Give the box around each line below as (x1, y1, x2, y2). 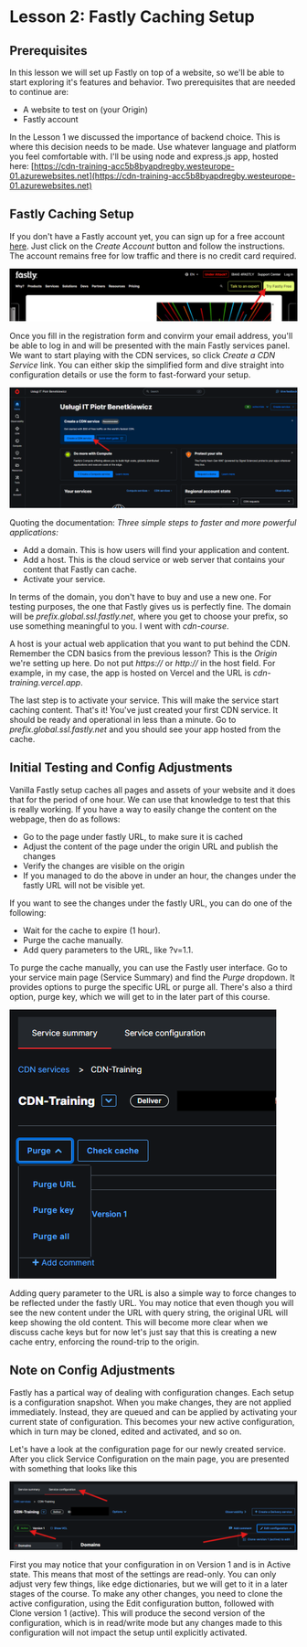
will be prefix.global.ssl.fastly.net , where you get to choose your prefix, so (9, 611, 289, 622)
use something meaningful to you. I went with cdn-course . (9, 621, 230, 632)
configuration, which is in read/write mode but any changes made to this (9, 1617, 283, 1628)
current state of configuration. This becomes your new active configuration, (9, 1416, 295, 1427)
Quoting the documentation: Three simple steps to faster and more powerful (9, 517, 297, 527)
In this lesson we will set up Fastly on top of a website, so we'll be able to (9, 67, 285, 78)
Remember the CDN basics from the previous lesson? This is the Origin (9, 648, 278, 659)
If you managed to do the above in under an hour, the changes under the (22, 870, 297, 881)
